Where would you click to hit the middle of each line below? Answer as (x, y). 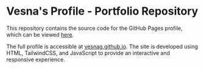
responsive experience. (36, 59)
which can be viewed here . (40, 34)
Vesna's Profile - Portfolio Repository (102, 11)
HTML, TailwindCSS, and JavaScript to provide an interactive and (88, 53)
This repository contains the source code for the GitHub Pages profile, (94, 28)
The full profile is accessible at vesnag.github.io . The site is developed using (102, 46)
